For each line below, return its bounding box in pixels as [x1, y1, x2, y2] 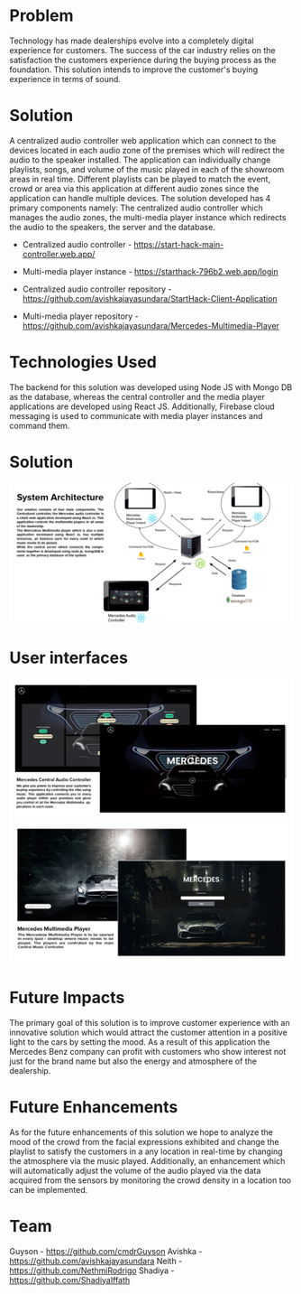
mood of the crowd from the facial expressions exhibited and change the [9, 1136, 279, 1147]
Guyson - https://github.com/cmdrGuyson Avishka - [9, 1245, 203, 1256]
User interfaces [9, 647, 129, 668]
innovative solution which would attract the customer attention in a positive [9, 1027, 288, 1038]
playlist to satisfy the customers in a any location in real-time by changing [9, 1146, 283, 1157]
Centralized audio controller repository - [22, 284, 172, 294]
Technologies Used [9, 352, 158, 373]
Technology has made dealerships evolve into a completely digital [9, 35, 254, 46]
